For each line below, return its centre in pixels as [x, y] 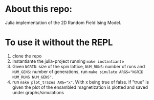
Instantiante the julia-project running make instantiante [68, 61]
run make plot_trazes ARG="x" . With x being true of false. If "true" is [80, 82]
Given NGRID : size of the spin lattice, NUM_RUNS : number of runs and [78, 66]
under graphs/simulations [38, 92]
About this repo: [39, 9]
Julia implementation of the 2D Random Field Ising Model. [63, 23]
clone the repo [27, 56]
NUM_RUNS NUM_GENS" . [33, 76]
